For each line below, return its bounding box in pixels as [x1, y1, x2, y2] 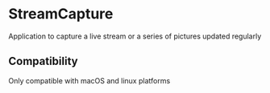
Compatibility [8, 55, 78, 68]
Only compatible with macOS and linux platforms [8, 75, 171, 85]
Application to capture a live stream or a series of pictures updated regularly [8, 31, 262, 41]
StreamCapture [8, 5, 114, 23]
